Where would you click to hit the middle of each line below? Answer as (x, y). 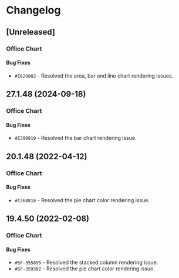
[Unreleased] (31, 32)
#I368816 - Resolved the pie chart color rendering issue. (82, 200)
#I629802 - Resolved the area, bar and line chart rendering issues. (94, 76)
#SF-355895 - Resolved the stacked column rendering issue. (86, 263)
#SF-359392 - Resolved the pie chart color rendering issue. (85, 269)
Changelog (33, 10)
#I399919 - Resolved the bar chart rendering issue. (75, 138)
